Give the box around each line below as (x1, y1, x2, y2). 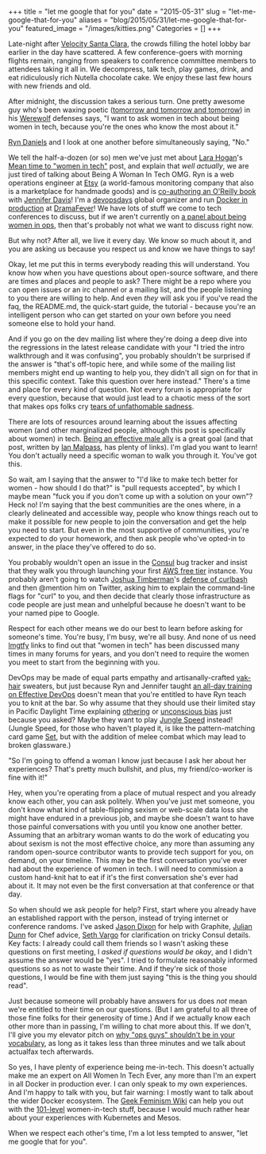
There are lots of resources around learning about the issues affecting (8, 417, 238, 426)
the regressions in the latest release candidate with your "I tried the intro (8, 343, 245, 352)
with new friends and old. (8, 81, 91, 91)
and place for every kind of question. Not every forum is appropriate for (8, 385, 242, 394)
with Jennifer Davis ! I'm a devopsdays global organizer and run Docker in (8, 195, 249, 204)
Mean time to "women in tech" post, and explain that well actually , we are (8, 161, 249, 170)
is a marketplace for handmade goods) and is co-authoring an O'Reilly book (8, 187, 256, 196)
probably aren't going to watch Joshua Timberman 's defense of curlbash (8, 575, 248, 583)
